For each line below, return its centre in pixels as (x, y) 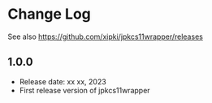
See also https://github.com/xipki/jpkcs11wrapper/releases (106, 36)
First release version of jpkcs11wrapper (85, 90)
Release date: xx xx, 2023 (63, 81)
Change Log (49, 14)
